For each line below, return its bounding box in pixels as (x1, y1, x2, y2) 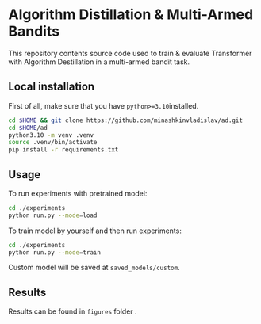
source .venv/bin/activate (8, 139, 98, 147)
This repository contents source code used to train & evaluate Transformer (8, 48, 252, 58)
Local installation (8, 80, 95, 93)
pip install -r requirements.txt (8, 146, 119, 154)
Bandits (8, 22, 60, 40)
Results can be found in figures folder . (8, 307, 137, 316)
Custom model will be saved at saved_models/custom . (8, 263, 180, 273)
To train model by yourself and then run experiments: (8, 226, 182, 235)
